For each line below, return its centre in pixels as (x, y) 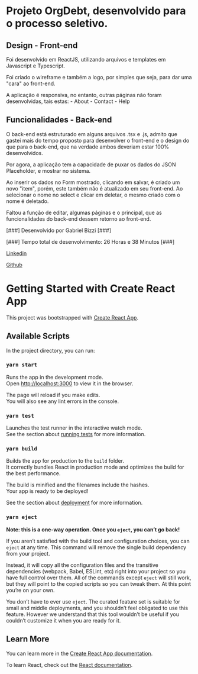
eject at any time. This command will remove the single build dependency (96, 547)
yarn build (22, 449)
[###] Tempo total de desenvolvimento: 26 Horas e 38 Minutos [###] (90, 241)
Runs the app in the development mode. (55, 377)
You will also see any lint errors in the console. (63, 401)
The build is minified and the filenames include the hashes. (78, 485)
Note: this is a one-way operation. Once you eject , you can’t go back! (93, 529)
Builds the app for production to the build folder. (65, 461)
